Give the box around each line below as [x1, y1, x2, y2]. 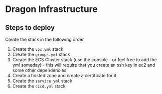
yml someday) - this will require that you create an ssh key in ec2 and [12, 62, 156, 68]
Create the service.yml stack [12, 78, 73, 84]
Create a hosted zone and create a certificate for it [12, 73, 117, 78]
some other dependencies [12, 67, 67, 73]
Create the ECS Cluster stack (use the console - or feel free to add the [12, 57, 157, 63]
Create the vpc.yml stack [12, 46, 64, 52]
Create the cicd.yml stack [12, 83, 66, 89]
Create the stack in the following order [5, 36, 84, 42]
